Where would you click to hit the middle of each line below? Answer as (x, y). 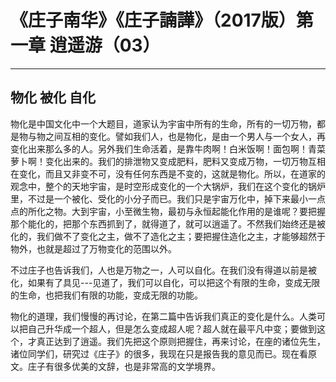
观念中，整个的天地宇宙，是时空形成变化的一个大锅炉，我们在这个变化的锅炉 (168, 186)
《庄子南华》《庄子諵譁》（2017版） (153, 20)
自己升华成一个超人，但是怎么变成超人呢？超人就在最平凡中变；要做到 (172, 328)
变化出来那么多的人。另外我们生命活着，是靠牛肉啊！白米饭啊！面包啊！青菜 (168, 148)
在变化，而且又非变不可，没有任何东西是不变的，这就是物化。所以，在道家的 (168, 173)
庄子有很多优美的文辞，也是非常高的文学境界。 (124, 366)
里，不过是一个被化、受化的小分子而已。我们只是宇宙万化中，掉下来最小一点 (168, 198)
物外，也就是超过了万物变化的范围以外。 (93, 248)
